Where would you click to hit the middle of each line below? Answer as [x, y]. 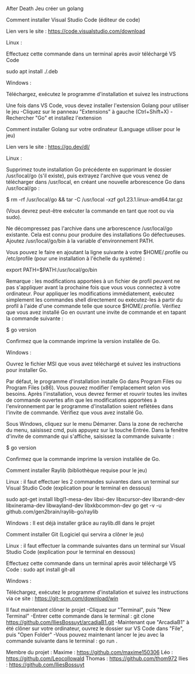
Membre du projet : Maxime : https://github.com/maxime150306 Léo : [90, 652]
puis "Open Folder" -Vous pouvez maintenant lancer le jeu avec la [85, 634]
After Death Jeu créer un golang [45, 8]
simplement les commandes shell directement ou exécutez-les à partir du [94, 300]
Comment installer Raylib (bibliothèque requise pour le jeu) [77, 470]
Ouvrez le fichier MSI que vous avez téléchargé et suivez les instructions [93, 364]
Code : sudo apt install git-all [41, 569]
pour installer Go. [27, 370]
